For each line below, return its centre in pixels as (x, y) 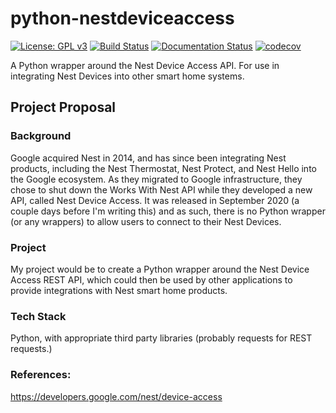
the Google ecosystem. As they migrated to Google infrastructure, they (156, 179)
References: (41, 375)
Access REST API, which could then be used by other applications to (151, 279)
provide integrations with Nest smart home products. (119, 290)
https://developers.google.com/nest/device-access (116, 396)
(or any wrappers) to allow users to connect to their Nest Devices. (146, 221)
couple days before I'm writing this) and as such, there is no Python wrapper (168, 211)
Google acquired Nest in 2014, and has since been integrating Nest (148, 158)
